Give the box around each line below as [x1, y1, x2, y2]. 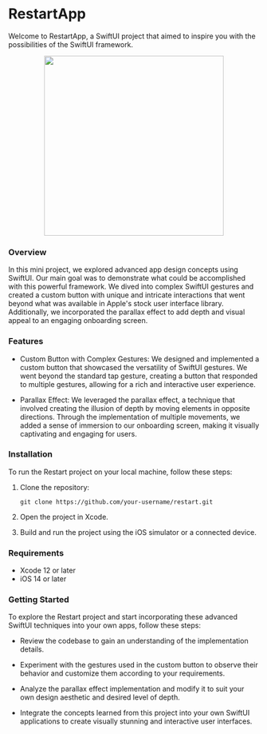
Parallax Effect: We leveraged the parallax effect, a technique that [19, 395, 235, 405]
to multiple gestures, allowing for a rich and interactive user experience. [19, 379, 257, 389]
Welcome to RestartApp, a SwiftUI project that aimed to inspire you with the [8, 31, 257, 41]
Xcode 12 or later [19, 565, 76, 576]
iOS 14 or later [19, 574, 67, 584]
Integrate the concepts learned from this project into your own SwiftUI [19, 708, 250, 718]
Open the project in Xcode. [19, 512, 109, 521]
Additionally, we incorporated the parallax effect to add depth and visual [8, 307, 245, 317]
